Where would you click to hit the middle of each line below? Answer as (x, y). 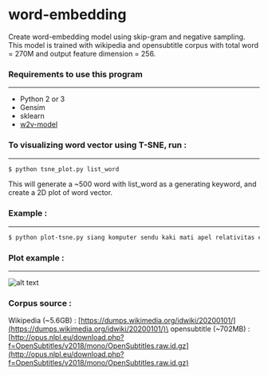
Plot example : (37, 258)
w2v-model (39, 124)
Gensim (32, 107)
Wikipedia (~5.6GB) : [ (45, 321)
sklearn (32, 116)
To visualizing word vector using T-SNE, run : (98, 145)
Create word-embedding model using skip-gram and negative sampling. (127, 37)
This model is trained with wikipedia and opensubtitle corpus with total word (134, 45)
